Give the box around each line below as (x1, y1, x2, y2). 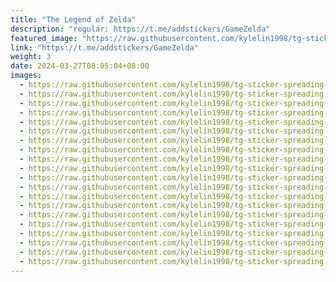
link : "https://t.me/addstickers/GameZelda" (10, 42, 199, 53)
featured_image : (10, 33, 78, 43)
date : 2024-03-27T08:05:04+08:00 (10, 61, 150, 71)
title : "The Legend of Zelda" (10, 14, 137, 25)
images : (10, 71, 43, 81)
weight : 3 (10, 52, 52, 62)
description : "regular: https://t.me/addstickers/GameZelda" (10, 24, 271, 34)
